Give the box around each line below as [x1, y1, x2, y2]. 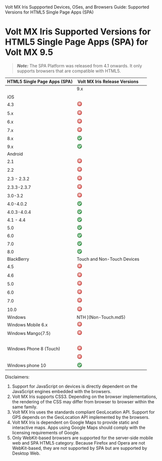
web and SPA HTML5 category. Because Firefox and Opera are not [12, 440, 146, 445]
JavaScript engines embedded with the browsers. [12, 388, 112, 394]
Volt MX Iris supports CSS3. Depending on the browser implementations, [12, 394, 157, 399]
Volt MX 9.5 [5, 47, 53, 58]
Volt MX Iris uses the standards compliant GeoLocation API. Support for [12, 409, 155, 415]
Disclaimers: [5, 374, 30, 380]
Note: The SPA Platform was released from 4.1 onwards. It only [16, 63, 142, 68]
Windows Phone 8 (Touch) [7, 346, 60, 351]
